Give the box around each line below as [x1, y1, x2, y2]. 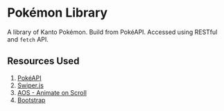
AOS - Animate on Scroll [17, 88, 87, 96]
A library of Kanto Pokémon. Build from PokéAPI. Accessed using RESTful [7, 28, 218, 36]
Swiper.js [17, 81, 44, 89]
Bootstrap [17, 96, 46, 104]
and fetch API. [7, 35, 49, 43]
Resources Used [7, 55, 80, 67]
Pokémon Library [7, 5, 108, 21]
